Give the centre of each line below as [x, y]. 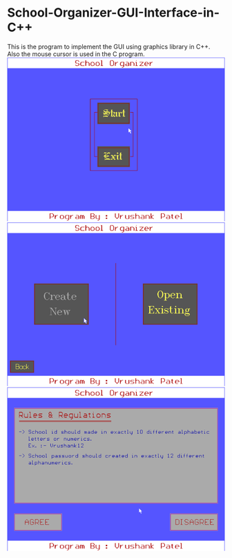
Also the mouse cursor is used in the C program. [76, 54]
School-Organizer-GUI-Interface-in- [113, 13]
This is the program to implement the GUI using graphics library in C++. [109, 46]
